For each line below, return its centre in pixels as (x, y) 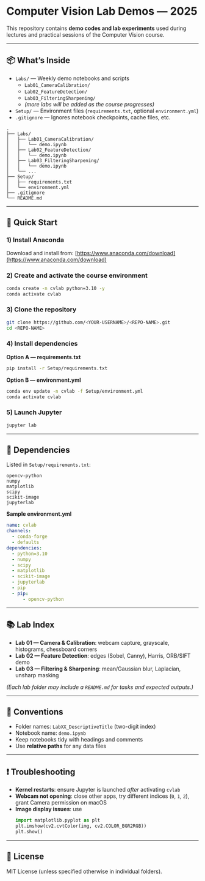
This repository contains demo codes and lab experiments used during (96, 28)
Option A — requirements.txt (44, 357)
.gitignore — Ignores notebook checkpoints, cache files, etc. (93, 117)
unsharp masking (37, 675)
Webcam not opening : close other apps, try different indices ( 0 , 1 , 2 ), (102, 796)
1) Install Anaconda (35, 240)
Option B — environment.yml (44, 380)
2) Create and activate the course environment (77, 275)
